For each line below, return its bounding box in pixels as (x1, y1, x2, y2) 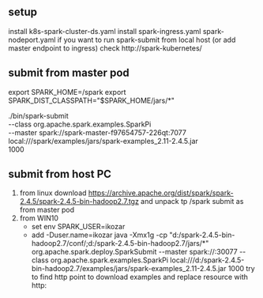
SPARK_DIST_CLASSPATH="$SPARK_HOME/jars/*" (8, 96, 175, 105)
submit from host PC (8, 168, 112, 181)
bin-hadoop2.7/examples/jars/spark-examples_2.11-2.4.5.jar (31, 264, 227, 273)
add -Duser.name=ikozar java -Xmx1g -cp (31, 230, 168, 240)
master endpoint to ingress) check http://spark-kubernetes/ (8, 43, 203, 53)
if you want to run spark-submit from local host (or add (57, 35, 236, 44)
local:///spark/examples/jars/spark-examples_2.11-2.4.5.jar (8, 136, 199, 145)
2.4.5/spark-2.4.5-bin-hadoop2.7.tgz (19, 197, 140, 206)
